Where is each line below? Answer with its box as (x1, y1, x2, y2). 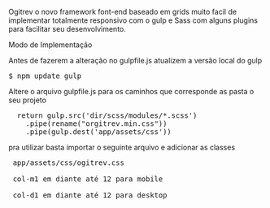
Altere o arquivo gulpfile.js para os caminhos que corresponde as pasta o (8, 87, 255, 96)
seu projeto (8, 95, 47, 105)
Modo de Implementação (8, 40, 93, 50)
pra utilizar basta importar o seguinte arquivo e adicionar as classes (8, 142, 236, 152)
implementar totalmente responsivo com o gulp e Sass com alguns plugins (8, 15, 259, 25)
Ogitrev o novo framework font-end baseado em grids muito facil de (8, 7, 237, 16)
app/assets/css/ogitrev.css (12, 158, 124, 167)
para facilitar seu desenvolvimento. (8, 24, 126, 33)
